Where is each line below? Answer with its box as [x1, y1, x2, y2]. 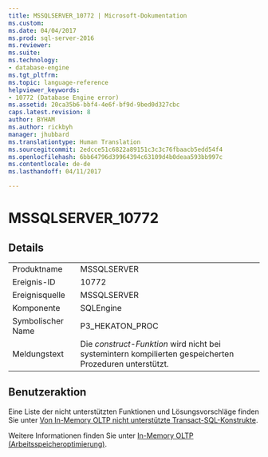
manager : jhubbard [8, 130, 69, 138]
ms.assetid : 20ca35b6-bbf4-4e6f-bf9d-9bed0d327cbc [8, 101, 180, 109]
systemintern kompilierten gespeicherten [80, 348, 235, 360]
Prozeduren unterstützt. [80, 359, 169, 369]
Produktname [12, 264, 63, 274]
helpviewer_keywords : [8, 85, 81, 94]
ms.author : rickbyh [8, 123, 73, 131]
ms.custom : [8, 19, 45, 27]
